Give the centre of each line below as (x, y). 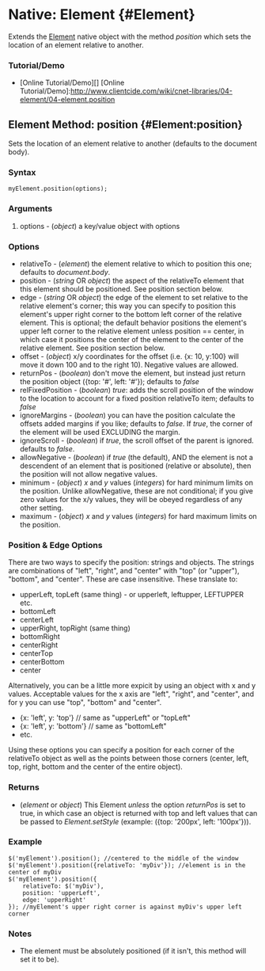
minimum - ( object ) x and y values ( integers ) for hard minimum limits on (136, 482)
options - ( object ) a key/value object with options (100, 226)
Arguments (30, 209)
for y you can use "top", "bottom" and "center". (85, 703)
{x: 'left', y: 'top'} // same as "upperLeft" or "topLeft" (105, 718)
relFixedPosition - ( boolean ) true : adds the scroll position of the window (137, 390)
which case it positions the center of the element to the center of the (131, 339)
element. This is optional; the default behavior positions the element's (133, 322)
